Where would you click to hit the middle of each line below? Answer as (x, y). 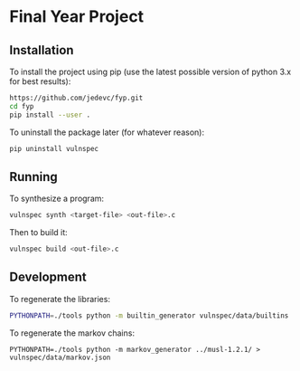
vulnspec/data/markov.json (60, 357)
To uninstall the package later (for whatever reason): (107, 132)
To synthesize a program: (57, 199)
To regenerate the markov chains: (72, 333)
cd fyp (22, 106)
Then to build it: (38, 233)
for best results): (40, 81)
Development (48, 277)
